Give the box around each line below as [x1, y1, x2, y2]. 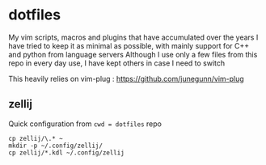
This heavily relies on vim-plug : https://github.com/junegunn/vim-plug [8, 74, 244, 83]
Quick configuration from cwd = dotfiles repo [8, 119, 162, 129]
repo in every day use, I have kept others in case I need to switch [8, 58, 226, 68]
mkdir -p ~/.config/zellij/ [8, 142, 103, 150]
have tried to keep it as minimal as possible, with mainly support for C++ [8, 40, 249, 50]
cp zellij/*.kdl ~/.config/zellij [8, 148, 125, 157]
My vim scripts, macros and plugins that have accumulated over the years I [8, 32, 259, 42]
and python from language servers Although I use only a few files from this [8, 49, 258, 59]
